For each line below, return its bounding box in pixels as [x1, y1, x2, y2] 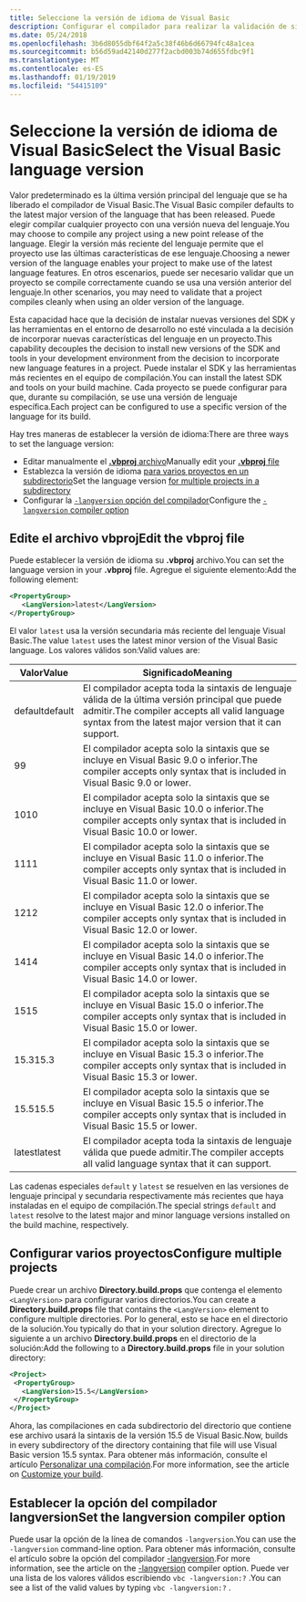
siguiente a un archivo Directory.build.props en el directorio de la [9, 1333, 257, 1344]
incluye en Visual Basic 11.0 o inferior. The [83, 852, 264, 864]
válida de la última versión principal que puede [83, 693, 282, 705]
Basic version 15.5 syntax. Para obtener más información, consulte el [9, 1450, 268, 1461]
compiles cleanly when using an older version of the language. [9, 296, 245, 307]
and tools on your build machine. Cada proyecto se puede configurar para [9, 381, 288, 392]
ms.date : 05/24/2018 [9, 30, 88, 39]
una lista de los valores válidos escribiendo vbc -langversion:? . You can [9, 1573, 281, 1583]
